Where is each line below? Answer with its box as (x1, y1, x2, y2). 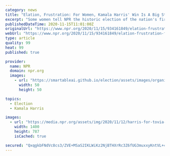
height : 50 (18, 87, 42, 92)
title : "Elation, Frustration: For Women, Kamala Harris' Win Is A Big (5, 12, 159, 17)
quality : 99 (5, 41, 30, 46)
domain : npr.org (10, 68, 44, 73)
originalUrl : (5, 26, 33, 31)
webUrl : (5, 31, 22, 36)
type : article (5, 36, 35, 41)
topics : (5, 96, 22, 101)
